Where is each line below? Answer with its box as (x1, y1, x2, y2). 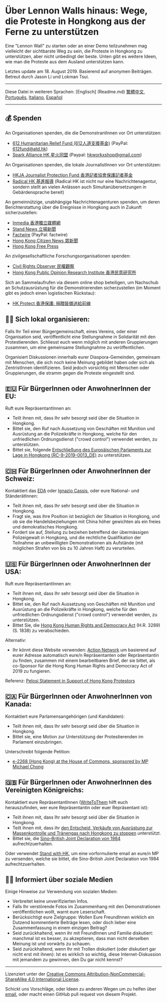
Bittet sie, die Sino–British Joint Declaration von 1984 (12, 835, 121, 841)
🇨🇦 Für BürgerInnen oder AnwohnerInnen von (5, 692, 153, 701)
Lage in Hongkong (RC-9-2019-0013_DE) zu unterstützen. (12, 452, 132, 458)
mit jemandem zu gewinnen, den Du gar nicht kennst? (12, 957, 123, 963)
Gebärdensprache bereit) (12, 189, 65, 195)
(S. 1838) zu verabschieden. (12, 627, 71, 633)
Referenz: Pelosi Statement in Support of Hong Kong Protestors (5, 678, 135, 684)
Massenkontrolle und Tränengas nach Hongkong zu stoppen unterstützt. (12, 830, 162, 836)
